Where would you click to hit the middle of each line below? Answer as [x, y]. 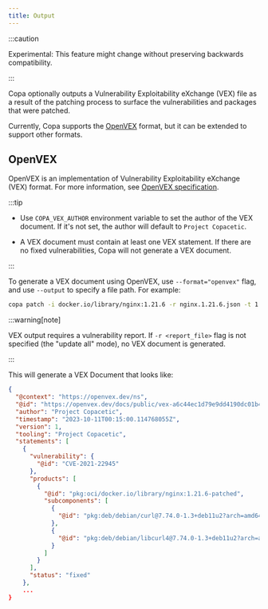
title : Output [32, 16]
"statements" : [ [42, 442]
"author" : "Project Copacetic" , [69, 412]
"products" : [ [53, 479]
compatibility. [31, 62]
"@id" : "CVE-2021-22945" [78, 464]
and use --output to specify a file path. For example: [95, 290]
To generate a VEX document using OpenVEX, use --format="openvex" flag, [132, 281]
